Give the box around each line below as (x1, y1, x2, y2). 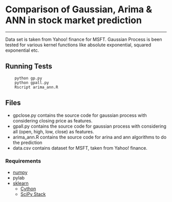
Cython (20, 186, 36, 192)
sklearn (12, 180, 29, 186)
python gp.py (14, 75, 42, 80)
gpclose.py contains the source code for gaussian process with (12, 112, 147, 118)
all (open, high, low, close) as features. (12, 128, 94, 134)
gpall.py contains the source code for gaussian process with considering (12, 123, 166, 129)
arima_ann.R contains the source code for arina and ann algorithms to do (12, 134, 167, 140)
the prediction (12, 139, 42, 146)
